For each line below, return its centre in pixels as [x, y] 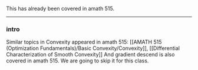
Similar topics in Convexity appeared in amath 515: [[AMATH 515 [84, 42]
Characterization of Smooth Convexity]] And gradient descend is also [90, 55]
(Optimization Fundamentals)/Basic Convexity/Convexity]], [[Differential [93, 48]
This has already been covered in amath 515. [60, 9]
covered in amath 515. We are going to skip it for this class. [77, 61]
